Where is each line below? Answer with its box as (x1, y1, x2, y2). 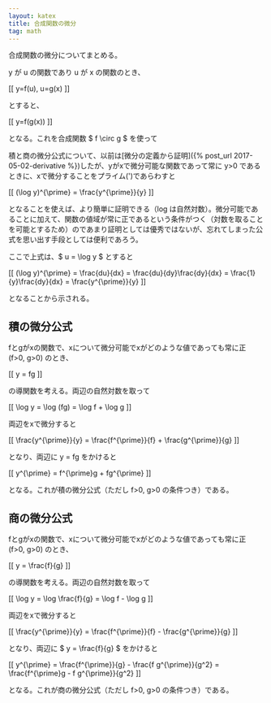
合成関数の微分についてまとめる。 (8, 50, 122, 60)
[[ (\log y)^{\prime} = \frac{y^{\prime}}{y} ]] (8, 188, 154, 197)
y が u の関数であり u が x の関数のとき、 (8, 67, 145, 77)
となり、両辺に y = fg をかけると (8, 452, 118, 462)
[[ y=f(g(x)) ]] (8, 117, 53, 127)
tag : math (8, 27, 42, 35)
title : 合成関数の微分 (8, 20, 77, 28)
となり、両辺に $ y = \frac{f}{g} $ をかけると (8, 644, 158, 653)
